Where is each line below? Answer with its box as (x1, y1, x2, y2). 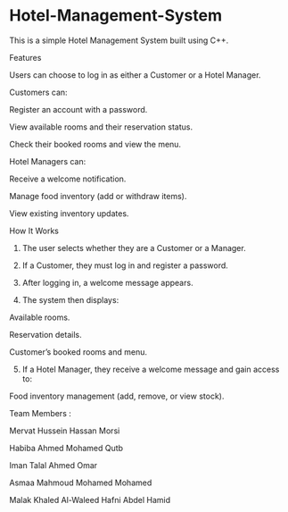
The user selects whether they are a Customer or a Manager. (21, 242, 247, 253)
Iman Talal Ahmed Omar (9, 459, 98, 470)
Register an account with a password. (9, 104, 148, 114)
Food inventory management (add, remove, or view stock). (9, 390, 225, 401)
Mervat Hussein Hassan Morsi (9, 425, 120, 436)
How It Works (9, 225, 60, 236)
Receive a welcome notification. (9, 173, 127, 184)
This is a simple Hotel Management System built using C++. (9, 35, 229, 46)
